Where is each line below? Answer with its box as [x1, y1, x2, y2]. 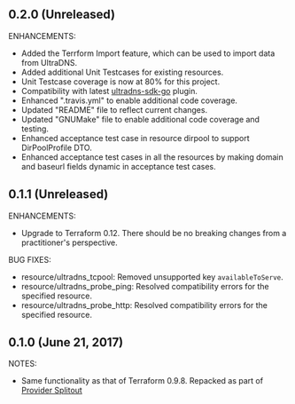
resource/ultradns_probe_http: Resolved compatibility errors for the [20, 299, 268, 310]
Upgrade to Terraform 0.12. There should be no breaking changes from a [20, 227, 287, 238]
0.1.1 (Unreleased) [8, 186, 109, 202]
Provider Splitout [20, 385, 83, 396]
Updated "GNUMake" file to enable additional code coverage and [20, 114, 260, 124]
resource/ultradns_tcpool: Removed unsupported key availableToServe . [20, 271, 284, 282]
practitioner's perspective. [20, 237, 118, 248]
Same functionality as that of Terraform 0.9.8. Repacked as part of [20, 376, 263, 386]
